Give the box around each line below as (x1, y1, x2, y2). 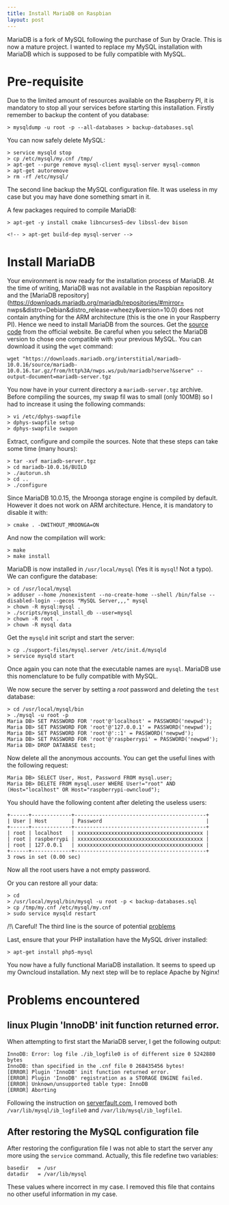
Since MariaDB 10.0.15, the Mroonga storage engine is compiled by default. (7, 494, 218, 502)
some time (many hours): (7, 445, 78, 453)
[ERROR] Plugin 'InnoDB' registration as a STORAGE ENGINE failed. (7, 1075, 204, 1082)
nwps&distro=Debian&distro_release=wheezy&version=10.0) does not (7, 306, 204, 314)
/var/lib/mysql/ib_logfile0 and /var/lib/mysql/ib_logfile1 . (7, 1106, 183, 1115)
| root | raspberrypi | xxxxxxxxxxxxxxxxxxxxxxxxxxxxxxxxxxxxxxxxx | (7, 836, 210, 843)
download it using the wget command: (7, 342, 113, 350)
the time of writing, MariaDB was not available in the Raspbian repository (7, 284, 212, 292)
